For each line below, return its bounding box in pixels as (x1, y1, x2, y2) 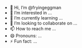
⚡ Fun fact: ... (9, 38, 37, 44)
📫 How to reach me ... (9, 26, 56, 31)
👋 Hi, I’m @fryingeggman (9, 5, 62, 10)
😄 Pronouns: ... (9, 33, 42, 39)
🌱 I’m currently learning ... (9, 15, 63, 21)
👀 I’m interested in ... (9, 10, 52, 16)
